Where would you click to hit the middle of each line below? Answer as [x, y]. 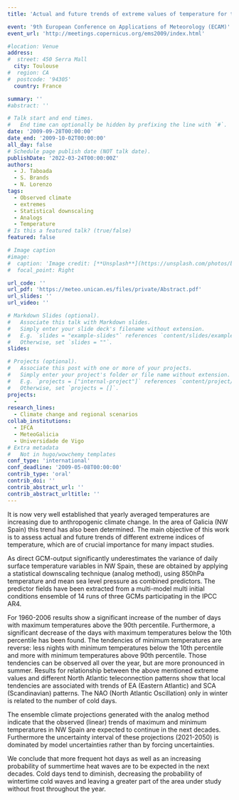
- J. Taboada [33, 172]
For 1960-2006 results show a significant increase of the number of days [115, 617]
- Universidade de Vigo [49, 441]
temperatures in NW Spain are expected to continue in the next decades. [114, 730]
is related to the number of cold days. [62, 700]
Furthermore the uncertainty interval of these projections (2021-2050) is [113, 737]
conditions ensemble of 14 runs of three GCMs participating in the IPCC [112, 596]
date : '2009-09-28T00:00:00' [51, 132]
